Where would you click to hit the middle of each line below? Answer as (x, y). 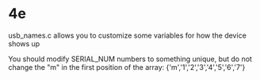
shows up (24, 43)
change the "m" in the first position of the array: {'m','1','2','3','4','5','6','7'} (127, 67)
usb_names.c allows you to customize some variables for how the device (128, 35)
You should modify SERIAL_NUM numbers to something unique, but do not (130, 59)
